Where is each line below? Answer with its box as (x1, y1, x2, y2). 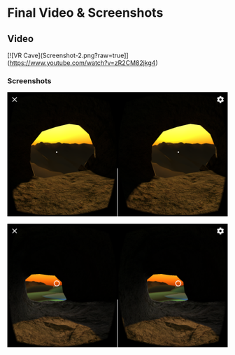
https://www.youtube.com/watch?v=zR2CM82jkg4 (9, 59, 156, 67)
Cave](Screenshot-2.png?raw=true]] (23, 51, 129, 59)
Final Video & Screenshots (7, 5, 164, 21)
